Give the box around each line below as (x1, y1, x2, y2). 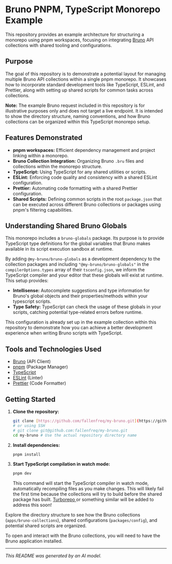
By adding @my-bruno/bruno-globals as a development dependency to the (5, 256, 160, 262)
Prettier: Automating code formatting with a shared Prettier (12, 185, 138, 191)
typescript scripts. (12, 298, 52, 305)
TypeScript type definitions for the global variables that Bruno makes (5, 240, 150, 246)
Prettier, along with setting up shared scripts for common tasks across (5, 87, 154, 93)
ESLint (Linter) (12, 375, 43, 381)
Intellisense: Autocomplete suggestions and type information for (12, 287, 150, 294)
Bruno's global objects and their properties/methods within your (12, 293, 148, 299)
